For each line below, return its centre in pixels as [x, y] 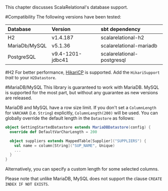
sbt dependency [121, 29]
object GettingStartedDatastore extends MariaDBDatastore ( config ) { [78, 127]
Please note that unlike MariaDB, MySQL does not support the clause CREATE [84, 179]
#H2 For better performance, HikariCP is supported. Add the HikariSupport [82, 72]
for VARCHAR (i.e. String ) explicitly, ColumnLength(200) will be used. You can [82, 113]
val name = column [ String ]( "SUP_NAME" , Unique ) [64, 146]
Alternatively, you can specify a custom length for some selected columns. [82, 169]
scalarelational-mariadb [129, 46]
